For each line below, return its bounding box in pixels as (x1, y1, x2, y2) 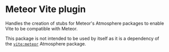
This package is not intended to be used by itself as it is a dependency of (5, 35, 159, 41)
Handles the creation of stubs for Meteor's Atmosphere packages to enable (5, 20, 164, 26)
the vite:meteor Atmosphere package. (5, 40, 86, 46)
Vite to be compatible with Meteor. (5, 25, 78, 31)
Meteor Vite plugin (5, 4, 86, 15)
